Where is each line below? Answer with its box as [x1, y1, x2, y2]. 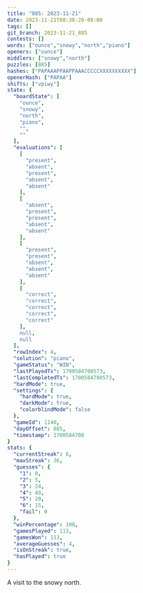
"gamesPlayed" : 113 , [13, 527, 72, 535]
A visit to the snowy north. [7, 578, 81, 586]
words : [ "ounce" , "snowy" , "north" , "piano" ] [7, 42, 131, 49]
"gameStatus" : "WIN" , [13, 361, 76, 368]
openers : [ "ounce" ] [7, 49, 63, 56]
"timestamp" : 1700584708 [13, 432, 85, 438]
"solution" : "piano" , [13, 355, 76, 362]
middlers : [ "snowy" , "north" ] [7, 55, 91, 62]
